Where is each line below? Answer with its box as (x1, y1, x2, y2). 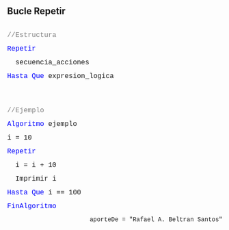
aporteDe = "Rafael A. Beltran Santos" (90, 216, 223, 223)
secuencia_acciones (15, 58, 90, 67)
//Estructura (7, 31, 57, 40)
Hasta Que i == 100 (7, 188, 81, 197)
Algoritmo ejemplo (7, 120, 77, 129)
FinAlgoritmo (7, 202, 57, 211)
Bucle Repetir (7, 5, 66, 17)
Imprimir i (15, 175, 57, 183)
